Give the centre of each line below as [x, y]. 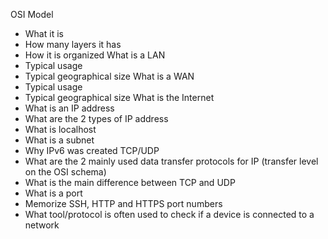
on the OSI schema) [65, 172]
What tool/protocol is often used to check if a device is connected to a [169, 214]
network [42, 225]
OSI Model [32, 14]
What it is [44, 33]
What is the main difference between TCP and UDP [130, 182]
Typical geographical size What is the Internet [119, 97]
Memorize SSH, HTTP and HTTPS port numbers [123, 203]
